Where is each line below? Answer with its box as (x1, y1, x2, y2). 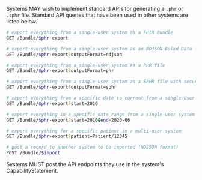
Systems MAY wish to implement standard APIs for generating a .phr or (6, 5, 183, 12)
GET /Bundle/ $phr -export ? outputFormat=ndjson (6, 51, 122, 58)
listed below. (6, 18, 38, 25)
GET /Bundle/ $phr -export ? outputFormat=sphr (6, 84, 117, 91)
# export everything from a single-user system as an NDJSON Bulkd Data (6, 46, 192, 52)
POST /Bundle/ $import (6, 150, 61, 156)
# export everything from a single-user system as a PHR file (6, 62, 165, 68)
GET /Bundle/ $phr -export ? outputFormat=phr (6, 68, 114, 74)
